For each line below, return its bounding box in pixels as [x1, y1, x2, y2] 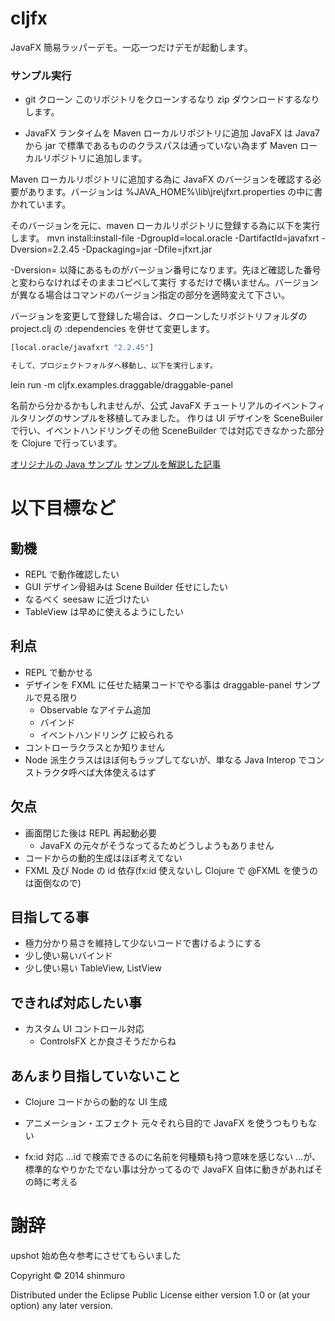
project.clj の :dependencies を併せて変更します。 [10, 323, 216, 335]
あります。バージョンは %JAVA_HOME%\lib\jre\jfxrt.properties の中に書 [27, 186, 323, 198]
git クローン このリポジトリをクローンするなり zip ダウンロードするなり [24, 93, 320, 106]
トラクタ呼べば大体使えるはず [33, 766, 157, 778]
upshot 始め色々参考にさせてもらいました [10, 1249, 182, 1261]
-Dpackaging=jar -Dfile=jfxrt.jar [81, 243, 213, 256]
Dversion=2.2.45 [10, 243, 80, 256]
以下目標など [10, 497, 117, 520]
